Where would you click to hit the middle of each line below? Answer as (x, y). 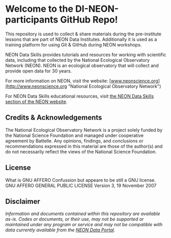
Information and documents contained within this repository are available (83, 214)
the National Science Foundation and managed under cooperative (75, 135)
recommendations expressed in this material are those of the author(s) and (84, 146)
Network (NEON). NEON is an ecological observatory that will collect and (82, 65)
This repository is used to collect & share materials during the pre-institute (83, 34)
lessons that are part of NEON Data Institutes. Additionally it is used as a (81, 39)
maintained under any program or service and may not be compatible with (84, 225)
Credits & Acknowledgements (54, 118)
